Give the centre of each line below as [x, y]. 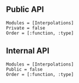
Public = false [24, 69]
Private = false [26, 28]
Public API [25, 10]
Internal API [28, 51]
